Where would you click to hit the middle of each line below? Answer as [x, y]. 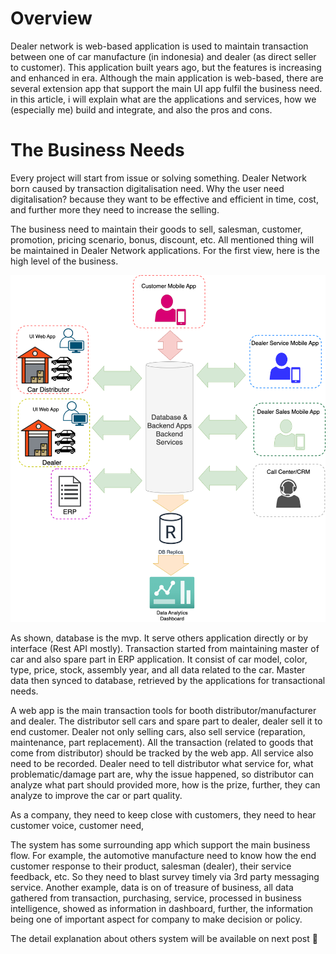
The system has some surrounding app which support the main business [160, 844]
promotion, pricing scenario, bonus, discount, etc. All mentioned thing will [162, 239]
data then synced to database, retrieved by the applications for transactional [168, 680]
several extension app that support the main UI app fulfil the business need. [166, 88]
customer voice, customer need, [77, 825]
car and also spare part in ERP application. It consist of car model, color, [159, 659]
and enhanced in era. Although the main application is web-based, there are [167, 78]
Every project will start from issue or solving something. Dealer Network [158, 178]
